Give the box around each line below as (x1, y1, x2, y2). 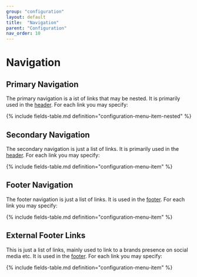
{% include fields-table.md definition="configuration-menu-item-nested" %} (6, 113, 192, 120)
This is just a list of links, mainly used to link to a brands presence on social (6, 246, 188, 253)
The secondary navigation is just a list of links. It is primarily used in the (6, 145, 179, 152)
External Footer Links (6, 230, 86, 240)
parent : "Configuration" (6, 25, 67, 31)
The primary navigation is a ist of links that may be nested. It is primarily (6, 95, 181, 102)
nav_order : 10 (6, 31, 41, 37)
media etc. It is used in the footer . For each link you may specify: (6, 252, 163, 259)
